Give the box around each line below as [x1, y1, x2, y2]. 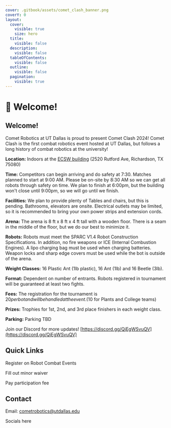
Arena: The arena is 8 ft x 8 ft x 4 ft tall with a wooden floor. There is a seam [5, 218, 166, 225]
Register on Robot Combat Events [5, 360, 77, 366]
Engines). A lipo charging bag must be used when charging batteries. [5, 244, 152, 251]
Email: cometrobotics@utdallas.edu [5, 408, 80, 414]
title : [10, 36, 24, 42]
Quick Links [5, 347, 44, 355]
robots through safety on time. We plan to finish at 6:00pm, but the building [5, 182, 164, 188]
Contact [5, 394, 32, 403]
